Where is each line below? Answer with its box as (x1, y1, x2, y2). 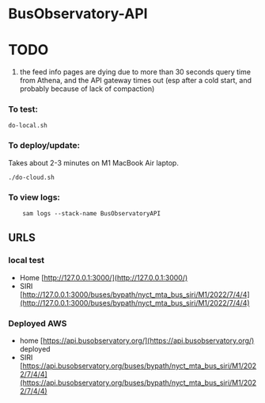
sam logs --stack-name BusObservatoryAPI (22, 210, 161, 218)
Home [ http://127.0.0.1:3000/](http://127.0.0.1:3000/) (19, 272, 188, 282)
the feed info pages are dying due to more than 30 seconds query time (19, 67, 252, 77)
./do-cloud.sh (8, 173, 55, 181)
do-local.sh (8, 122, 47, 130)
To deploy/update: (8, 140, 81, 151)
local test (8, 255, 45, 266)
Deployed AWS (8, 317, 67, 329)
